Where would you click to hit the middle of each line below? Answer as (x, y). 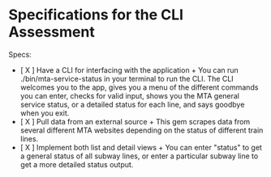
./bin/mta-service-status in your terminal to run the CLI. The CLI (127, 78)
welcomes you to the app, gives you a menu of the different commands (139, 87)
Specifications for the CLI (96, 15)
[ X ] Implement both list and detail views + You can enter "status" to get (141, 147)
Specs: (20, 54)
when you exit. (45, 113)
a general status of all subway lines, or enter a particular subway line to (139, 156)
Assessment (52, 32)
